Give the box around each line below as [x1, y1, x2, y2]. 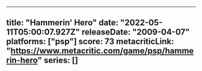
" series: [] [37, 55, 78, 66]
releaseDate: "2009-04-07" [81, 27, 190, 37]
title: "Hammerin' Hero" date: [6, 17, 119, 28]
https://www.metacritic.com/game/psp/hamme [10, 46, 194, 56]
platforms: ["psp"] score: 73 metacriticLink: [6, 37, 174, 47]
